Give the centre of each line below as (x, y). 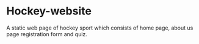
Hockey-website (49, 11)
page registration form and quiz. (47, 34)
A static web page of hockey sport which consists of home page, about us (100, 28)
